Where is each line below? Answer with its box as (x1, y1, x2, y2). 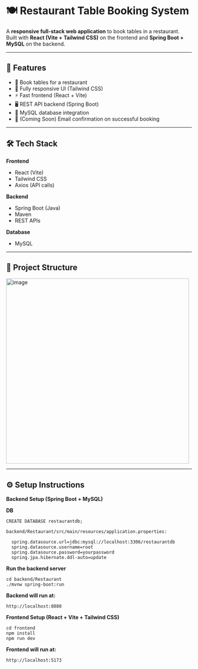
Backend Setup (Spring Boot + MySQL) (6, 496, 103, 503)
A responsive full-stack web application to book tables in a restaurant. (6, 27, 180, 35)
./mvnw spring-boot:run (6, 581, 65, 588)
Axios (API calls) (14, 181, 55, 189)
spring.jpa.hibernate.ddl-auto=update (11, 555, 107, 561)
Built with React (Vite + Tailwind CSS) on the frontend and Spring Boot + (6, 34, 184, 41)
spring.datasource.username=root (11, 544, 94, 550)
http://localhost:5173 (6, 657, 62, 664)
